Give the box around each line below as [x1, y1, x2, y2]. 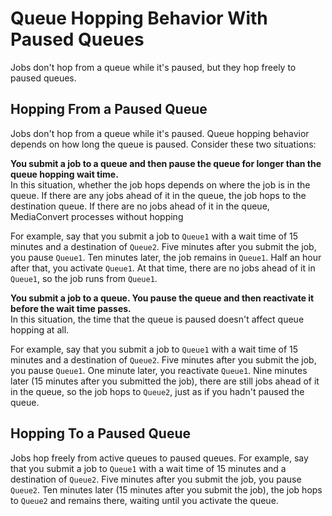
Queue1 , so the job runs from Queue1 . [10, 272, 158, 284]
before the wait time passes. [10, 302, 132, 314]
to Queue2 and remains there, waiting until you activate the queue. [10, 494, 279, 506]
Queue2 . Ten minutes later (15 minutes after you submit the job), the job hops [10, 483, 323, 496]
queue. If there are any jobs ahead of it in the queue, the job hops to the [10, 189, 307, 201]
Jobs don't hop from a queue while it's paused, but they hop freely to [10, 61, 297, 73]
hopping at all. [10, 323, 70, 336]
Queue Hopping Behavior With [10, 7, 268, 30]
